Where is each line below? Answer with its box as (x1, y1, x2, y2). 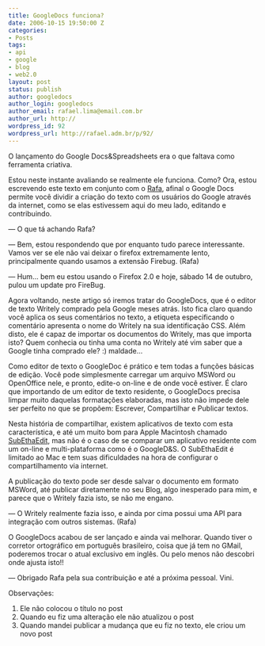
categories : (8, 26, 47, 34)
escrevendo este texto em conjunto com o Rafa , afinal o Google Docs (8, 183, 235, 193)
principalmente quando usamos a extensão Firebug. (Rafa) (8, 256, 199, 266)
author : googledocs (8, 93, 73, 101)
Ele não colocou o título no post (19, 603, 123, 613)
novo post (19, 629, 53, 638)
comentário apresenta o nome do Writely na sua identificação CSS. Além (8, 320, 246, 330)
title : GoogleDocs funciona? (8, 11, 104, 20)
